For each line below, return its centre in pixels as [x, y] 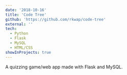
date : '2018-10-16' [26, 10]
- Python [19, 33]
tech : [11, 29]
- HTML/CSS [21, 48]
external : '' [19, 24]
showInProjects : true [28, 52]
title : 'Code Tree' [26, 15]
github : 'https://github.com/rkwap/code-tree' [56, 19]
